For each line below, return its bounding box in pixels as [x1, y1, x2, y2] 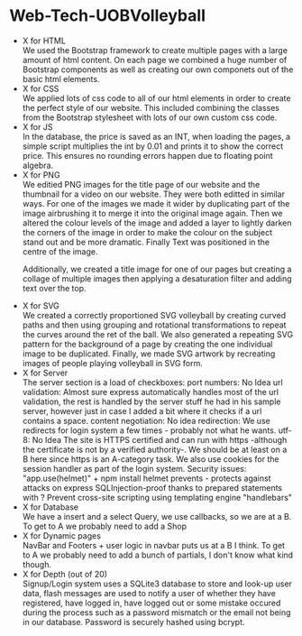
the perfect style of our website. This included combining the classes [22, 102, 280, 113]
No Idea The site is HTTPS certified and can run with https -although [32, 434, 288, 445]
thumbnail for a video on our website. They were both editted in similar [22, 189, 286, 199]
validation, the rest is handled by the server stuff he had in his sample [22, 396, 281, 407]
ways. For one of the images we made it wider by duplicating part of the [22, 198, 290, 208]
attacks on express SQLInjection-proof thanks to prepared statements [22, 482, 282, 493]
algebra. [22, 160, 54, 171]
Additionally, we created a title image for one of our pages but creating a [22, 263, 292, 274]
